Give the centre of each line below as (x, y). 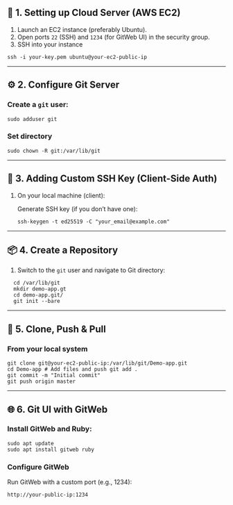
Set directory (30, 136)
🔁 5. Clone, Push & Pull (57, 329)
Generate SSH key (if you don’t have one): (77, 208)
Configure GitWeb (38, 467)
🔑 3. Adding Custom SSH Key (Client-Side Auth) (112, 179)
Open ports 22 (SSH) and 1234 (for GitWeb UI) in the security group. (113, 37)
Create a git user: (38, 105)
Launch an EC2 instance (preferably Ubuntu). (82, 29)
